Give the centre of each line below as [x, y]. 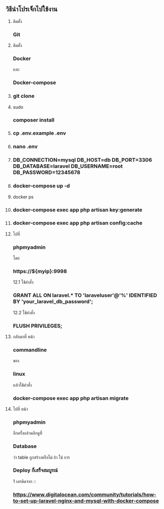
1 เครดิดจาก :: [24, 481]
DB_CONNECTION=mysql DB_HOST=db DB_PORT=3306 [82, 160]
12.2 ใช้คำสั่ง [24, 312]
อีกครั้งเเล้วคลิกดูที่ [28, 433]
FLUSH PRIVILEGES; [38, 326]
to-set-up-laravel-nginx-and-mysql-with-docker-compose [86, 501]
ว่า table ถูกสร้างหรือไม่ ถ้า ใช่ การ [41, 457]
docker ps [23, 197]
